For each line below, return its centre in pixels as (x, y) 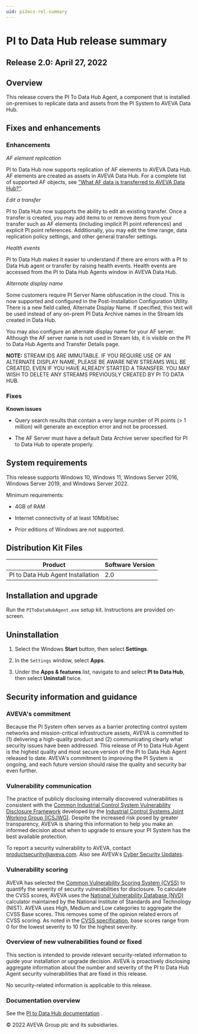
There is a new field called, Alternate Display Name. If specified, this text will (99, 307)
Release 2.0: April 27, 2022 (57, 63)
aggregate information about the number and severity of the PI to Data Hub (98, 967)
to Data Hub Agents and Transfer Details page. (63, 344)
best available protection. (37, 837)
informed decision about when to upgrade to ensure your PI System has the (98, 830)
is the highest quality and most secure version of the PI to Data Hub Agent (96, 752)
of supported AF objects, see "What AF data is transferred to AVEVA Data (95, 182)
